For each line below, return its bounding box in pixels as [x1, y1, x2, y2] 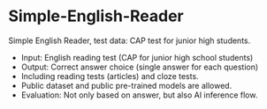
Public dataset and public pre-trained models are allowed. [20, 80, 233, 91]
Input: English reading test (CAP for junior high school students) [20, 52, 254, 62]
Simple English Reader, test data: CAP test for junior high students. [8, 35, 251, 46]
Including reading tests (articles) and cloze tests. [20, 70, 200, 81]
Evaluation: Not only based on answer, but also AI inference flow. [20, 90, 258, 100]
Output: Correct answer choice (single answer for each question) [20, 62, 259, 72]
